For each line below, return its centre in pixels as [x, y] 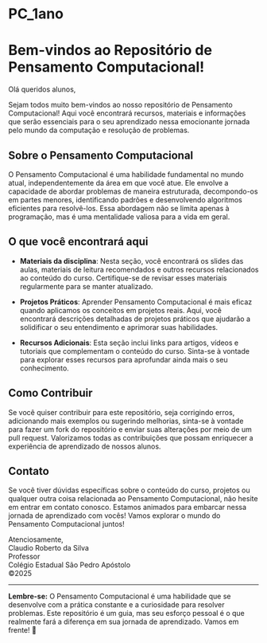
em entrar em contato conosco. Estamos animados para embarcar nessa [128, 508]
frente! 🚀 [23, 630]
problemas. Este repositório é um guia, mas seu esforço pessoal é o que [126, 614]
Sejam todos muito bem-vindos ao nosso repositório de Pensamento [120, 105]
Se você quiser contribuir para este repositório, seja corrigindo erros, [122, 412]
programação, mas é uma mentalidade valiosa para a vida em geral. [119, 217]
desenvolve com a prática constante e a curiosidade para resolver [116, 605]
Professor [24, 557]
